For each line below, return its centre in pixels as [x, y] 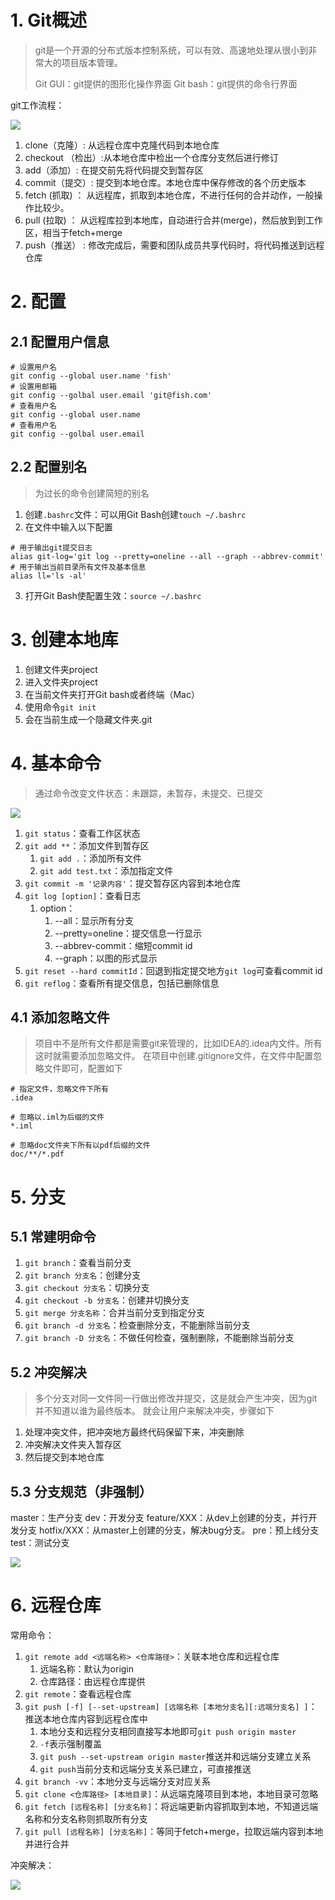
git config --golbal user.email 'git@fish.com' [111, 395]
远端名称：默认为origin [87, 1669]
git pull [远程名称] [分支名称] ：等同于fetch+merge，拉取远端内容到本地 [174, 1831]
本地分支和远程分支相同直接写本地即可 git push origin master [168, 1731]
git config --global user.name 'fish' [91, 376]
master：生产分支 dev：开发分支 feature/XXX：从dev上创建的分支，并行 [159, 1518]
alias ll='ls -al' [48, 576]
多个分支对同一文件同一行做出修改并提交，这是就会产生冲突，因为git [176, 1398]
